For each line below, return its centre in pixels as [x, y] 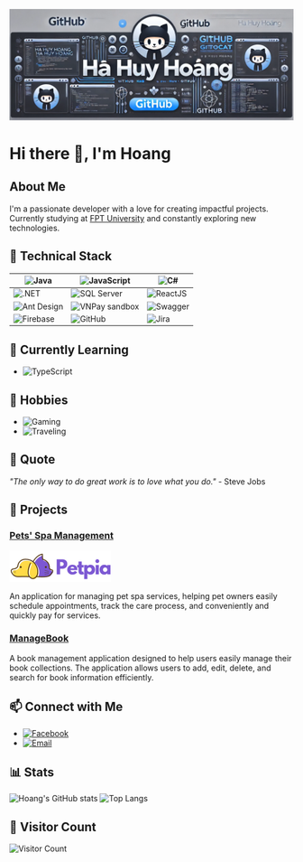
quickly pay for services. [55, 615]
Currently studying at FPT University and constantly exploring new [133, 218]
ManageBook [39, 639]
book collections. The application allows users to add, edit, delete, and [141, 668]
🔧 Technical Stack [61, 256]
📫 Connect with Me [66, 707]
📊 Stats [32, 773]
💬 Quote [32, 459]
